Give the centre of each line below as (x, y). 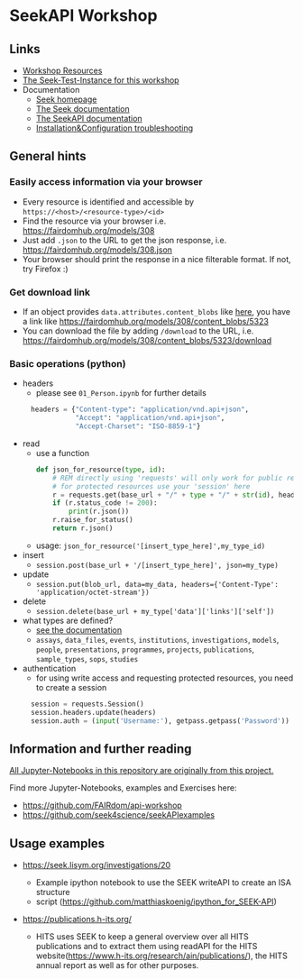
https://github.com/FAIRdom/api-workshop (102, 805)
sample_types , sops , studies (87, 658)
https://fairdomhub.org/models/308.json (97, 250)
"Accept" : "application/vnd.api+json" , (150, 418)
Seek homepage (66, 99)
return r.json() (83, 528)
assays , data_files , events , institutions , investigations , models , (157, 639)
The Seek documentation (83, 109)
